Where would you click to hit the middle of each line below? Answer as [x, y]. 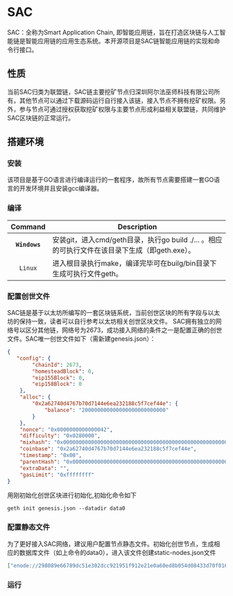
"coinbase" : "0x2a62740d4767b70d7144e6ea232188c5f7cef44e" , [108, 449]
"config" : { [34, 358]
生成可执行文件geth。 [88, 273]
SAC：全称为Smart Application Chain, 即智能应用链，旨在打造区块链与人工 [113, 32]
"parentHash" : [40, 462]
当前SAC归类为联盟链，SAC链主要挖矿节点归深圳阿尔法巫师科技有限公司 [111, 92]
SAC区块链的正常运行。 [41, 118]
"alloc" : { [35, 397]
